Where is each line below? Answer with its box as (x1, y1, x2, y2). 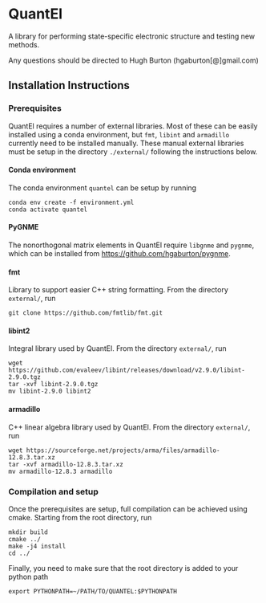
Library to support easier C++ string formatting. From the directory (8, 285, 228, 295)
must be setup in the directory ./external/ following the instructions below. (8, 146, 258, 157)
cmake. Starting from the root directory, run (8, 512, 152, 522)
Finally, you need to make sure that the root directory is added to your (8, 563, 239, 572)
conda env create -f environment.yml (8, 198, 135, 206)
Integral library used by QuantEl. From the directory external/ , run (8, 344, 227, 353)
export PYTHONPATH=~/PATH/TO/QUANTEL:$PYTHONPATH (8, 587, 178, 595)
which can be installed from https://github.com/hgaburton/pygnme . (8, 249, 231, 259)
